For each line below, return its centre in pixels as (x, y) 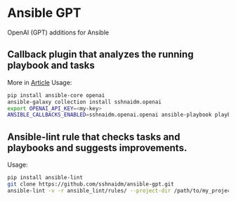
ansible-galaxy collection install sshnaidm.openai (84, 102)
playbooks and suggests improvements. (97, 148)
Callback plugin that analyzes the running (100, 54)
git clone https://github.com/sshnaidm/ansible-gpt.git (91, 184)
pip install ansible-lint (45, 178)
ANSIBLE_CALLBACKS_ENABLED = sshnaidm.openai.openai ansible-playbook (110, 115)
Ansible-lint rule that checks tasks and (94, 137)
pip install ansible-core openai (56, 95)
